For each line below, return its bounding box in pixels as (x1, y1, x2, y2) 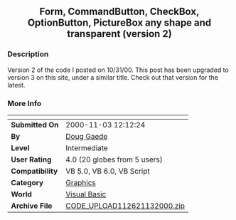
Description (7, 49, 49, 59)
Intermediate (65, 142, 108, 152)
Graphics (65, 177, 96, 187)
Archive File (11, 201, 53, 211)
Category (11, 177, 44, 187)
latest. (7, 80, 26, 89)
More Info (7, 98, 42, 108)
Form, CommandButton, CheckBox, (39, 6, 200, 18)
